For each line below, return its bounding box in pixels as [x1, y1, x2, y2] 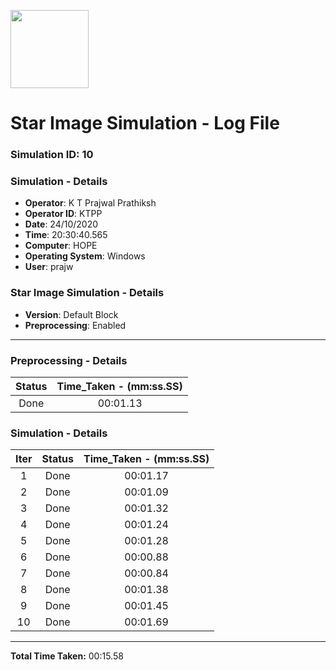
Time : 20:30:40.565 [24, 229, 108, 241]
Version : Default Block [24, 308, 119, 320]
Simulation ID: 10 [10, 148, 94, 162]
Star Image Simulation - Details [10, 286, 165, 300]
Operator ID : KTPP [24, 208, 103, 220]
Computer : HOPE [24, 240, 98, 252]
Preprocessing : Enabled [24, 319, 127, 331]
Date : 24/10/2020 [24, 218, 99, 230]
